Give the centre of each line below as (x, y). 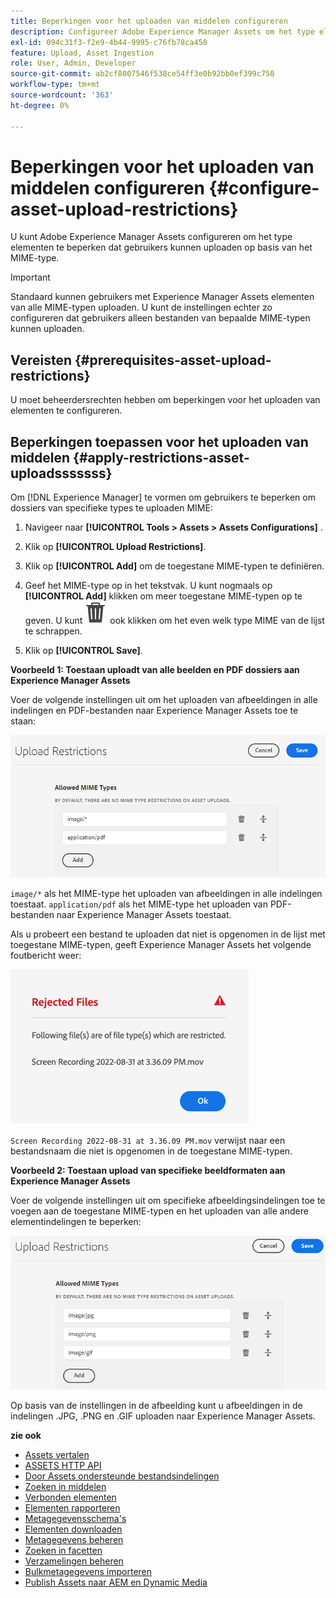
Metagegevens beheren (74, 1540)
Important (30, 277)
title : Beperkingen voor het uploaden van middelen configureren (149, 21)
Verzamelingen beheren (74, 1561)
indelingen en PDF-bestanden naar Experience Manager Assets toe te (154, 711)
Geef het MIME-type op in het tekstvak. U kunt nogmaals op (148, 586)
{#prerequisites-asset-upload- (173, 360)
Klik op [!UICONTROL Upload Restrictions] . (115, 547)
